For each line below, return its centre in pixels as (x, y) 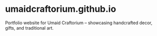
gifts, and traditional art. (29, 28)
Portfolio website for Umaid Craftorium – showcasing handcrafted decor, (79, 23)
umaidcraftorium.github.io (61, 9)
